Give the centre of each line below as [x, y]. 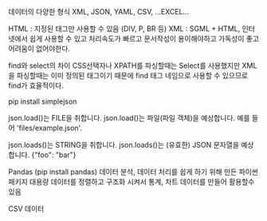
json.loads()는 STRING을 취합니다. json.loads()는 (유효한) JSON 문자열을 [124, 145]
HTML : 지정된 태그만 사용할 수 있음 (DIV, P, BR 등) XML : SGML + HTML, [124, 29]
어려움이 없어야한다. [39, 49]
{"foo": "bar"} [54, 155]
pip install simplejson [43, 101]
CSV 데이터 [26, 209]
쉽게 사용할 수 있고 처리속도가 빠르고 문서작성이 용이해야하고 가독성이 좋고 [144, 39]
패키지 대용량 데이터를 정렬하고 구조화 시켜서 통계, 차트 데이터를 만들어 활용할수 [132, 182]
